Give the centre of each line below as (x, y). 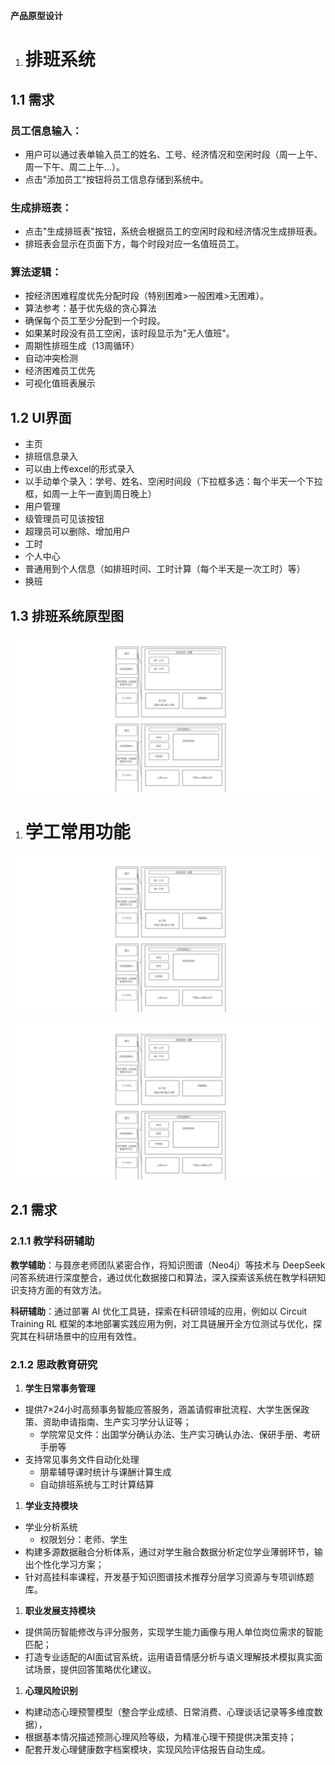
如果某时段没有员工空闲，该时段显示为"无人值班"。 (129, 333)
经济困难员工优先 (60, 371)
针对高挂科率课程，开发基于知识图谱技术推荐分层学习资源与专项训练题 (169, 1577)
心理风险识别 (51, 1691)
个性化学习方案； (69, 1565)
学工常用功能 (77, 832)
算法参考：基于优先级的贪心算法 (90, 308)
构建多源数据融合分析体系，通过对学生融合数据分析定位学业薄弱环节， (169, 1552)
